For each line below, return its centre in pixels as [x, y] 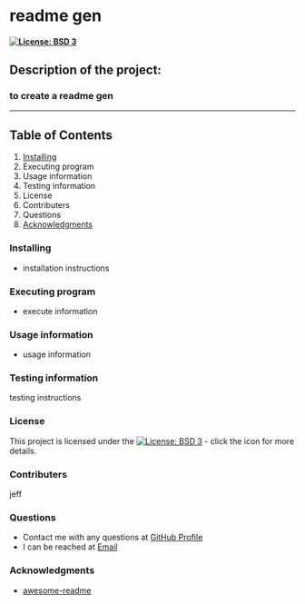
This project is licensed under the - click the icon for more [152, 441]
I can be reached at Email [70, 547]
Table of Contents [61, 135]
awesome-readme [57, 590]
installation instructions [66, 268]
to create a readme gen [61, 96]
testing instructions [45, 398]
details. [23, 451]
